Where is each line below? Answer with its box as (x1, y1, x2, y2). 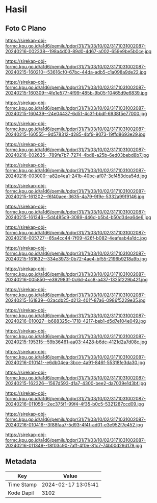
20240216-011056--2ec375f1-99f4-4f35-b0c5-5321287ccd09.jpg (5, 401, 144, 407)
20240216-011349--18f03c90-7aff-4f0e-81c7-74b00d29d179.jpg (5, 443, 143, 448)
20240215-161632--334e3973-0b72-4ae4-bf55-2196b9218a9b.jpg (5, 256, 147, 261)
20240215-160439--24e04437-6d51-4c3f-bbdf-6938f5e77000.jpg (5, 111, 147, 116)
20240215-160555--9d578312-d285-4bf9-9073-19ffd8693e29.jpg (5, 131, 146, 137)
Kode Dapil (8, 489, 34, 496)
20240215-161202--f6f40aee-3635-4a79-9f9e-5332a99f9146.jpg (5, 194, 145, 200)
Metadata (5, 457, 37, 466)
